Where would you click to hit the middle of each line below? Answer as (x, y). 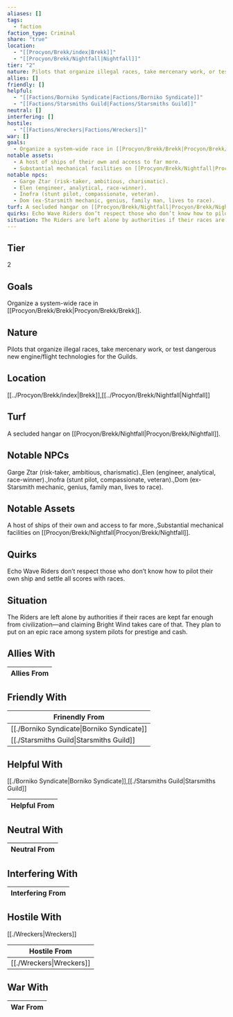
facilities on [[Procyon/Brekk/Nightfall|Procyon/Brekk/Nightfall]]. (99, 533)
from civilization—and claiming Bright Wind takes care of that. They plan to (114, 624)
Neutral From (33, 849)
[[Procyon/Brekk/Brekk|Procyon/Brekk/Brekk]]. (74, 311)
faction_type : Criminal (42, 33)
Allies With (31, 654)
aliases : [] (24, 14)
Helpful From (33, 805)
